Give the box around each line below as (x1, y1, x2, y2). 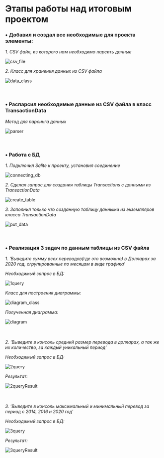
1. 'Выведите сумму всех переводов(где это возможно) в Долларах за (5, 256, 156, 262)
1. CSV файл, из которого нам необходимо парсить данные (5, 49, 132, 55)
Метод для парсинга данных (5, 118, 67, 125)
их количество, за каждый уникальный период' (5, 344, 107, 350)
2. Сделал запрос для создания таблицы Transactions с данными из (5, 182, 151, 188)
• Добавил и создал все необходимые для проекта (5, 31, 136, 38)
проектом (5, 13, 49, 25)
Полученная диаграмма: (5, 309, 59, 315)
